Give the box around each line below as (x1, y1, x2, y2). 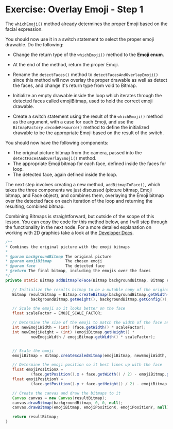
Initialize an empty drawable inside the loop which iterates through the (12, 92, 162, 98)
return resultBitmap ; (12, 414, 59, 420)
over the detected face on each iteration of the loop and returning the (5, 198, 153, 204)
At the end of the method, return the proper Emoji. (12, 61, 119, 67)
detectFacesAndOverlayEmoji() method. (12, 155, 97, 161)
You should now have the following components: (5, 139, 109, 146)
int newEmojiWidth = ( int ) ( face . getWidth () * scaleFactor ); (12, 325, 146, 330)
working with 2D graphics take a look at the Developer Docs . (5, 229, 134, 236)
